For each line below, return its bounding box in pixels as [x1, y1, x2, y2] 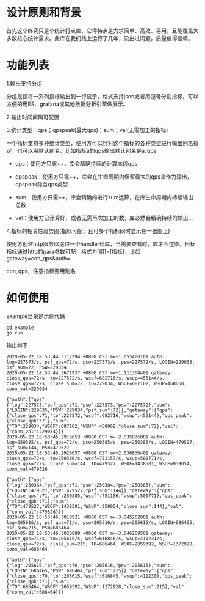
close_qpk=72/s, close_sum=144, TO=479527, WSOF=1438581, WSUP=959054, [6, 460, 192, 466]
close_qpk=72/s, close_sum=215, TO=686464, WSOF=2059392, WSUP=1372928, [6, 540, 195, 547]
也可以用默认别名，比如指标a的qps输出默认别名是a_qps [16, 147, 157, 154]
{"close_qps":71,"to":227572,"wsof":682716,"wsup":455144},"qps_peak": [6, 412, 192, 419]
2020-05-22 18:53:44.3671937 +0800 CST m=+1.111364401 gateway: [6, 369, 173, 376]
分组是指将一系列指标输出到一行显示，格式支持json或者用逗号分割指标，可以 [6, 92, 199, 100]
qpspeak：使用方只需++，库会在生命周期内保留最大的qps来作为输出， [15, 172, 193, 180]
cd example [6, 325, 34, 331]
